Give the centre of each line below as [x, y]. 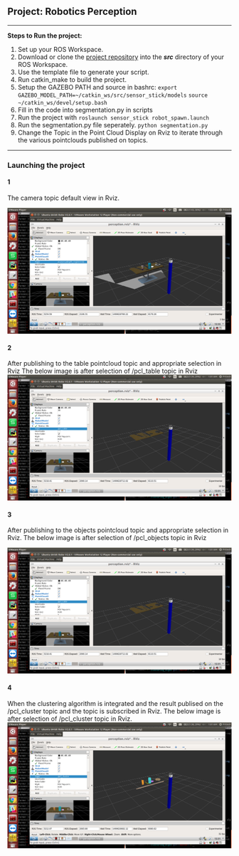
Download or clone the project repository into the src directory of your [121, 57]
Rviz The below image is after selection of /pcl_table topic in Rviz [102, 371]
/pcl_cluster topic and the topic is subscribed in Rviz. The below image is [114, 711]
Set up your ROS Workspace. [60, 49]
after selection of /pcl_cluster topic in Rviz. [70, 719]
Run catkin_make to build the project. [72, 79]
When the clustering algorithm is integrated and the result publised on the [116, 703]
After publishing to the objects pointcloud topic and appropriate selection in [118, 530]
